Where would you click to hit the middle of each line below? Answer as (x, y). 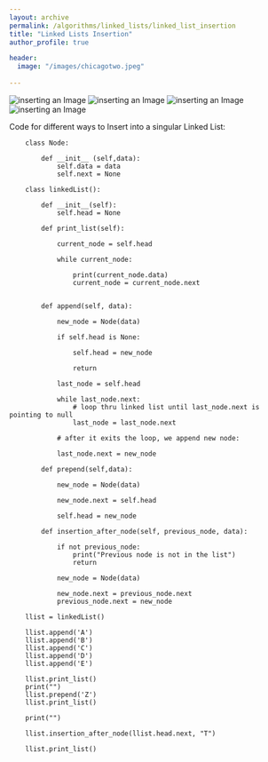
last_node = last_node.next (124, 423)
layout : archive (39, 17)
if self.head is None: (99, 337)
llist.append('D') (59, 655)
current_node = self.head (104, 244)
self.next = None (89, 174)
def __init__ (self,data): (91, 158)
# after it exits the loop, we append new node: (148, 438)
